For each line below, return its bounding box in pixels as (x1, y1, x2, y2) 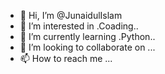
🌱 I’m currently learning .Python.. (19, 31, 156, 42)
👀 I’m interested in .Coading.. (19, 20, 139, 32)
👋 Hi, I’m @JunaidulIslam (19, 10, 123, 21)
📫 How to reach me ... (19, 53, 113, 64)
